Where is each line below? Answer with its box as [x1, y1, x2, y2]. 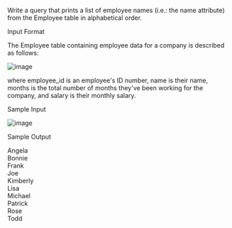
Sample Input [7, 105, 46, 113]
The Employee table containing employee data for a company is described [7, 41, 225, 49]
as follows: [7, 49, 39, 57]
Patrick [7, 199, 28, 207]
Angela [7, 146, 28, 155]
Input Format [7, 28, 45, 36]
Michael [7, 192, 31, 200]
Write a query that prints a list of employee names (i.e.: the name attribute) [7, 6, 226, 14]
